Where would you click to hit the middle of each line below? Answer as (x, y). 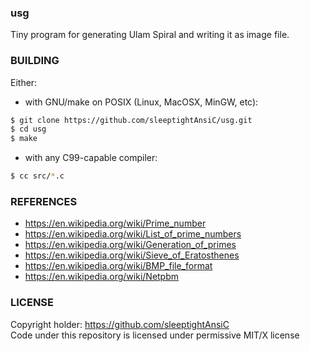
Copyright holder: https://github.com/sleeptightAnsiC (120, 324)
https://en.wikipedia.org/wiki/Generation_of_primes (130, 245)
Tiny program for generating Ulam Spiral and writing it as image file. (150, 35)
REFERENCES (44, 202)
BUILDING (35, 61)
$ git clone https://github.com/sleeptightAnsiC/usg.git (131, 120)
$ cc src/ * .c (37, 176)
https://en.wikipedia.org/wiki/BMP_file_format (118, 266)
